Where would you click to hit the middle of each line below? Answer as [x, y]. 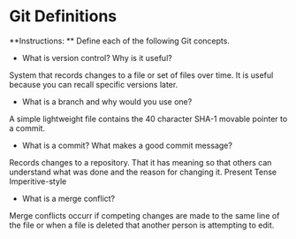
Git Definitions [63, 16]
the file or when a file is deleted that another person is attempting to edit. [142, 225]
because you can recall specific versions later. [94, 84]
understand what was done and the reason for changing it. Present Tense [143, 172]
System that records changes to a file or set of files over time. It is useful [141, 75]
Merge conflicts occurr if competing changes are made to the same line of [144, 215]
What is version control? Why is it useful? [97, 58]
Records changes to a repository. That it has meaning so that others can [140, 162]
